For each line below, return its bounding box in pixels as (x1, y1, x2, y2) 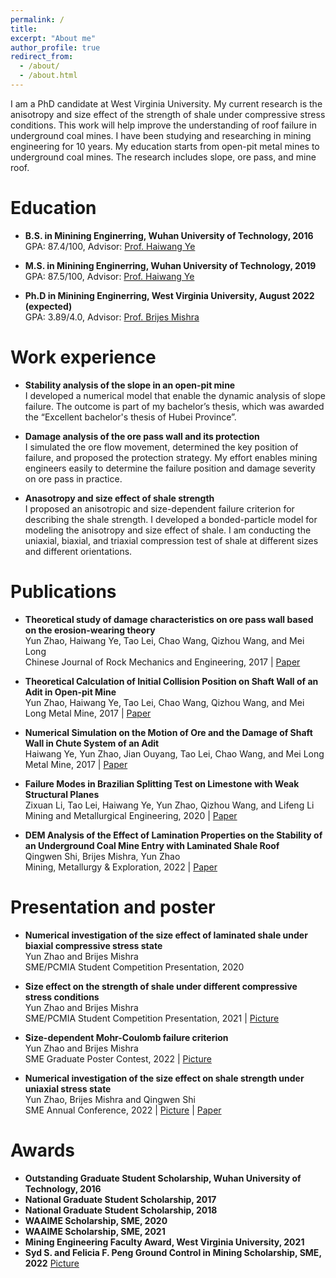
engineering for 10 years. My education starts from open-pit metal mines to (10, 140, 320, 152)
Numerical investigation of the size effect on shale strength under (24, 1072, 305, 1084)
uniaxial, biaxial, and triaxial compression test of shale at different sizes (24, 534, 319, 546)
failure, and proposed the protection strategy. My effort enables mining (24, 451, 318, 463)
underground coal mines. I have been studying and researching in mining (10, 129, 312, 141)
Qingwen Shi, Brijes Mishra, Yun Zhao (24, 850, 181, 862)
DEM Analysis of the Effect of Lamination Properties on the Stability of (24, 829, 323, 841)
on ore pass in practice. (24, 472, 123, 485)
